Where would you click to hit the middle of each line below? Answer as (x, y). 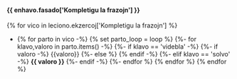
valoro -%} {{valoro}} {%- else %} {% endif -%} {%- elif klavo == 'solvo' (123, 54)
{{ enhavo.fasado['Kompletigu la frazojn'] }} (73, 10)
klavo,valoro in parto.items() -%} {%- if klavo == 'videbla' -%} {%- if (117, 47)
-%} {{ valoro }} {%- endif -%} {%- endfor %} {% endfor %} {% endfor (122, 62)
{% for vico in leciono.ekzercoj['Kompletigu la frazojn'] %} (92, 25)
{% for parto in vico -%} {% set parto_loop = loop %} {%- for (107, 39)
